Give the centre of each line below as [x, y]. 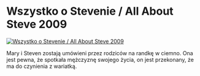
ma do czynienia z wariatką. [42, 66]
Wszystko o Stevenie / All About [90, 11]
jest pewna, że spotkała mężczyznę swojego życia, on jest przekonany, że [100, 59]
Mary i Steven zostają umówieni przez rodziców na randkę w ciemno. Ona [100, 53]
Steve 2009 [37, 24]
